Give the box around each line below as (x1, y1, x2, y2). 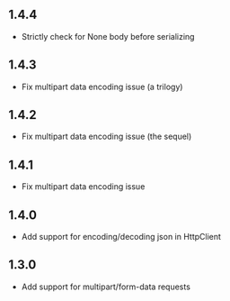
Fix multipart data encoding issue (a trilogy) (21, 81, 183, 92)
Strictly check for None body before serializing (21, 31, 195, 41)
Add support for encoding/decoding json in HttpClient (21, 232, 222, 242)
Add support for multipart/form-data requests (21, 281, 190, 292)
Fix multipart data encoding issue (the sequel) (21, 131, 192, 142)
